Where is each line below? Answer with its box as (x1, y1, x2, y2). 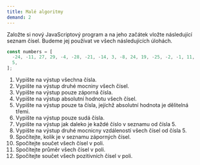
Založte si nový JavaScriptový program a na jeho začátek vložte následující (7, 30, 192, 38)
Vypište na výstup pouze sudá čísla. (15, 114, 105, 121)
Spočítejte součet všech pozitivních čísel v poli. (15, 152, 133, 159)
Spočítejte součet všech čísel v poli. (15, 140, 104, 146)
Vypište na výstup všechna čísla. (15, 76, 97, 83)
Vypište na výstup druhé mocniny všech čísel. (15, 82, 129, 90)
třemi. (15, 108, 31, 115)
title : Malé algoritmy (7, 8, 63, 15)
